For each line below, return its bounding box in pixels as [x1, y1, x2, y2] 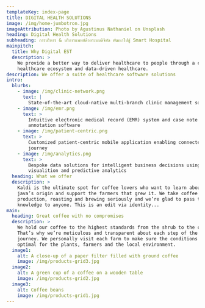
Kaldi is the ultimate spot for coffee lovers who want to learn [17, 185, 187, 191]
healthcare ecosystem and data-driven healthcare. [17, 65, 149, 72]
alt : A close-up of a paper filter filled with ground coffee [17, 252, 179, 259]
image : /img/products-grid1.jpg [17, 292, 99, 299]
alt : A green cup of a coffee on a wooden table [17, 270, 143, 276]
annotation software [28, 123, 81, 129]
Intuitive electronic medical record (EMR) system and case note [28, 116, 198, 123]
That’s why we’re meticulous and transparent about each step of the [17, 230, 198, 236]
